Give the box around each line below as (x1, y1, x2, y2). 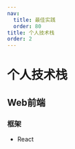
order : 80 (13, 23, 41, 30)
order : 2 (7, 36, 32, 43)
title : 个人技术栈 (7, 29, 55, 36)
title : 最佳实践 (13, 16, 56, 23)
